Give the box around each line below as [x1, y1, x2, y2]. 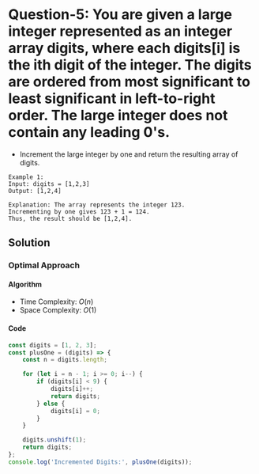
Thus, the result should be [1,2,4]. [8, 214, 133, 222]
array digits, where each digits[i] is [8, 40, 241, 57]
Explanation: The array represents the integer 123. [8, 200, 186, 209]
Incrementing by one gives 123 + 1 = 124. [8, 207, 150, 215]
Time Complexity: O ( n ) [19, 297, 94, 306]
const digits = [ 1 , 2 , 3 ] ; [8, 341, 97, 349]
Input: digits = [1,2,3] [8, 180, 90, 188]
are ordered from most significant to [8, 73, 251, 91]
